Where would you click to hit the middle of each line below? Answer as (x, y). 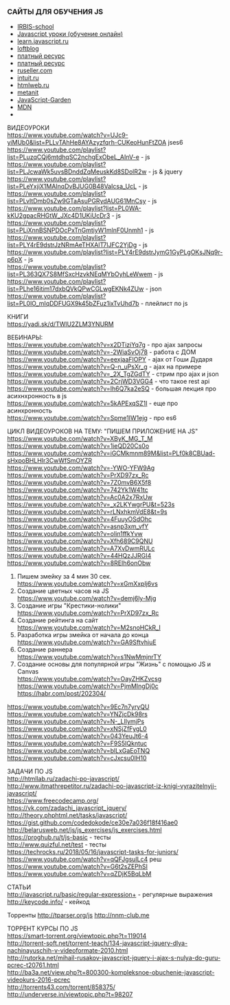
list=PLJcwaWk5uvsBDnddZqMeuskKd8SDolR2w (77, 172)
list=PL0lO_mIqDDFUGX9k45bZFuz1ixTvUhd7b (73, 304)
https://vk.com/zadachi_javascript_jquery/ (67, 808)
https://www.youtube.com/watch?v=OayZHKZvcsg (89, 679)
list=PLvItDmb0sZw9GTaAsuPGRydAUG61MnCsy (77, 201)
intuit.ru (28, 78)
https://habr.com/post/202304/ (61, 694)
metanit (28, 92)
